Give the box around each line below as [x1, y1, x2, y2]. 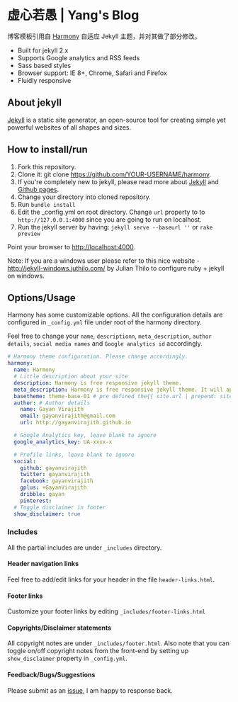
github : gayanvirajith [20, 464, 87, 472]
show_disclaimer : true [13, 510, 81, 518]
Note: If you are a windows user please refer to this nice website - [7, 256, 200, 265]
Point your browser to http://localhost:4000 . [7, 242, 136, 251]
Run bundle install [17, 200, 76, 208]
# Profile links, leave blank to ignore [13, 451, 135, 458]
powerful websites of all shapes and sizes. [7, 123, 132, 132]
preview [17, 230, 40, 237]
